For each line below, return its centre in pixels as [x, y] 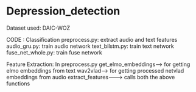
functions [18, 84]
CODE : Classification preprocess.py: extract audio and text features [92, 39]
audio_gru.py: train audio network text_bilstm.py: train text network [90, 46]
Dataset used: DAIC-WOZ [38, 28]
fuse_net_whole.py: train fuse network [54, 52]
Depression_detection [63, 11]
